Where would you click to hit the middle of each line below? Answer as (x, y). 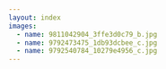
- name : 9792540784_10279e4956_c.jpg (87, 51)
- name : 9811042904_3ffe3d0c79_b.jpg (87, 34)
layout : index (35, 17)
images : (23, 26)
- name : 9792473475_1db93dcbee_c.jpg (87, 43)
